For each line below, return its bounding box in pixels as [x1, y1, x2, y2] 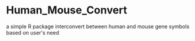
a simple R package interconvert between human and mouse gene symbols [6, 23, 190, 30]
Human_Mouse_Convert [6, 4, 128, 17]
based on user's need [6, 29, 60, 36]
